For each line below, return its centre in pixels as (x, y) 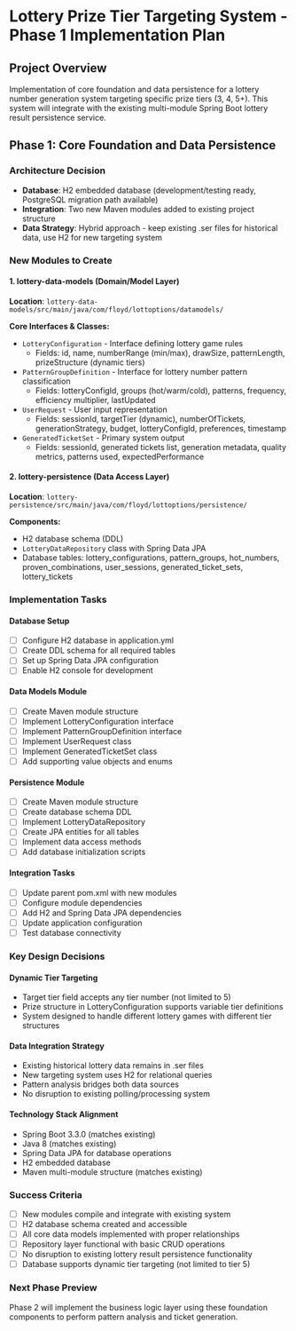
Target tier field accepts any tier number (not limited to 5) (127, 997)
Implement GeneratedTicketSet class (90, 751)
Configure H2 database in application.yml (98, 640)
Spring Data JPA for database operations (97, 1153)
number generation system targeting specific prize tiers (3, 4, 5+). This (139, 99)
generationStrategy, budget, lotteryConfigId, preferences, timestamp (160, 428)
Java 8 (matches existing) (69, 1144)
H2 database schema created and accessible (105, 1224)
